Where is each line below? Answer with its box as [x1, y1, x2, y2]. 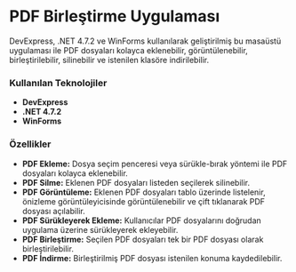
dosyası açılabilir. [21, 205, 86, 216]
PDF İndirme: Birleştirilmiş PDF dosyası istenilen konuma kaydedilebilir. [21, 252, 283, 263]
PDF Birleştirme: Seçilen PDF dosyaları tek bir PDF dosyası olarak [21, 234, 264, 244]
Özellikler [9, 138, 52, 150]
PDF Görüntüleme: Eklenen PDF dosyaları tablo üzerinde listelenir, [21, 187, 266, 197]
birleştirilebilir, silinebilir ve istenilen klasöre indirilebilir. [9, 54, 210, 65]
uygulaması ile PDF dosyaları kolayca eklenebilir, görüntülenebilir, [9, 44, 249, 55]
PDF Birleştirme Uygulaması [9, 6, 220, 27]
